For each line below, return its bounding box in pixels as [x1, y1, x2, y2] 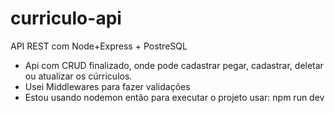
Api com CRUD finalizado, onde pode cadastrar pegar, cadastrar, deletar [24, 59, 324, 71]
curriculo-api [10, 7, 122, 30]
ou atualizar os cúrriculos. [24, 70, 133, 82]
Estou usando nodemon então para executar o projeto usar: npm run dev [24, 91, 325, 103]
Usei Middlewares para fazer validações [24, 80, 191, 92]
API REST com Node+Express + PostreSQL [10, 40, 188, 52]
